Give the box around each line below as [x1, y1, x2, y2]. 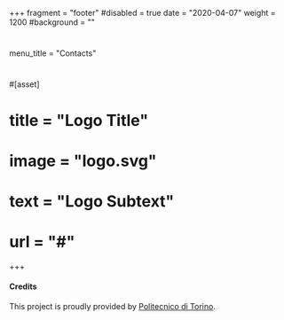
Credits [9, 281, 37, 292]
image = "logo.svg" [9, 151, 157, 171]
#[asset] [9, 79, 40, 90]
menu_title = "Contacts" [9, 48, 97, 59]
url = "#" [9, 232, 75, 252]
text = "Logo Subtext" [9, 191, 175, 211]
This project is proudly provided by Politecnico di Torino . [9, 301, 216, 312]
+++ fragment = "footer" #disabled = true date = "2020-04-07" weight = [9, 8, 277, 18]
